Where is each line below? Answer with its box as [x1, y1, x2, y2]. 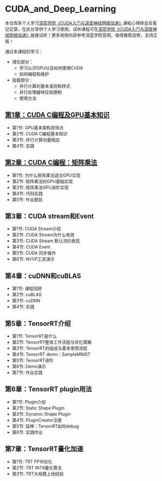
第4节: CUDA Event [12, 244, 51, 250]
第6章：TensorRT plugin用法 [5, 385, 92, 394]
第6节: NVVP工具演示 [12, 256, 55, 262]
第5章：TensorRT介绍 [5, 319, 71, 328]
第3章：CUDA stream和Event [5, 212, 94, 220]
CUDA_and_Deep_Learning [5, 3, 116, 15]
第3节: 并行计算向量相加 [12, 137, 60, 143]
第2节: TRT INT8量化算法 [12, 464, 62, 470]
